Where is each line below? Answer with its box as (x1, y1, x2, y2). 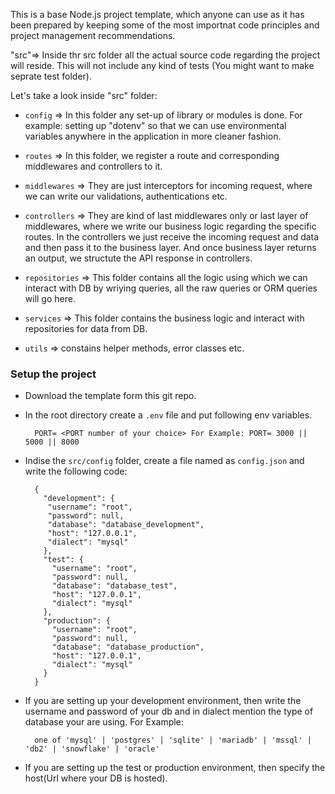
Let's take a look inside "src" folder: (10, 90, 158, 101)
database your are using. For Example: (24, 716, 184, 728)
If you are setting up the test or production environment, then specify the (24, 762, 326, 774)
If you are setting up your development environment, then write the (24, 695, 302, 707)
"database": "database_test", (51, 581, 178, 591)
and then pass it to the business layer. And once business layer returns (24, 242, 317, 253)
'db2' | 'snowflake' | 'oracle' (24, 744, 160, 754)
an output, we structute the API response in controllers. (24, 252, 253, 264)
